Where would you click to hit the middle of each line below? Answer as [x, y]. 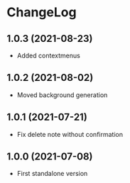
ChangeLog [42, 12]
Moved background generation [62, 95]
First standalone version [52, 174]
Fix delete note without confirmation [70, 134]
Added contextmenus [49, 55]
